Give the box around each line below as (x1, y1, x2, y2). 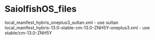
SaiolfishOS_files (4, 3, 77, 15)
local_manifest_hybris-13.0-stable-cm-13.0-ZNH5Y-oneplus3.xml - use (4, 24, 150, 30)
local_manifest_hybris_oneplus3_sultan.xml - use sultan (4, 20, 119, 25)
